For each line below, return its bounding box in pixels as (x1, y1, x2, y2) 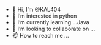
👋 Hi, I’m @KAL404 (12, 6, 61, 13)
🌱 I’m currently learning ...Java (12, 19, 90, 26)
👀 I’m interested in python (12, 12, 77, 19)
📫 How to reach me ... (12, 32, 69, 39)
